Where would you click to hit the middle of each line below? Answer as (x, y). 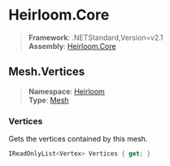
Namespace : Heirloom (67, 91)
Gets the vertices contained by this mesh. (78, 139)
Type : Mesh (48, 100)
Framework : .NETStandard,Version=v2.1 (96, 37)
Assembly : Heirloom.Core (72, 46)
